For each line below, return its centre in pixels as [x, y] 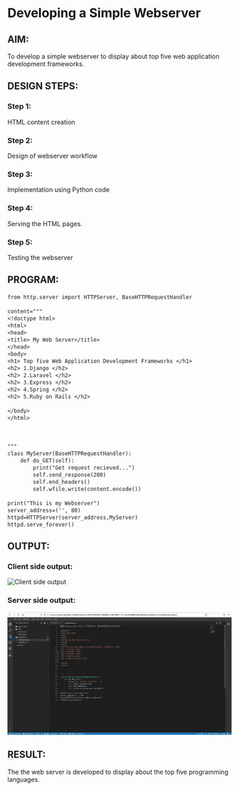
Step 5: [20, 242]
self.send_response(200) [70, 475]
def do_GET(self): [47, 461]
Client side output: [40, 566]
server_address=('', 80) [44, 510]
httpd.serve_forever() [41, 524]
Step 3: [20, 174]
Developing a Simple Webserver [104, 13]
